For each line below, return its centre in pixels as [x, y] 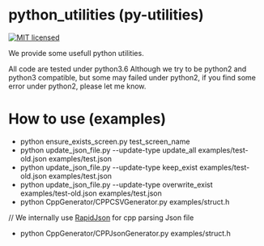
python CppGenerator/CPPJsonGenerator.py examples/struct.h [125, 233]
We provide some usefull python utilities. [76, 53]
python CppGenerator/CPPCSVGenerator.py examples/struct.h [125, 201]
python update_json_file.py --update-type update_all [108, 150]
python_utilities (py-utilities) [106, 15]
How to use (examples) [87, 119]
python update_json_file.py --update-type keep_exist [109, 167]
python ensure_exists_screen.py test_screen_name [105, 141]
